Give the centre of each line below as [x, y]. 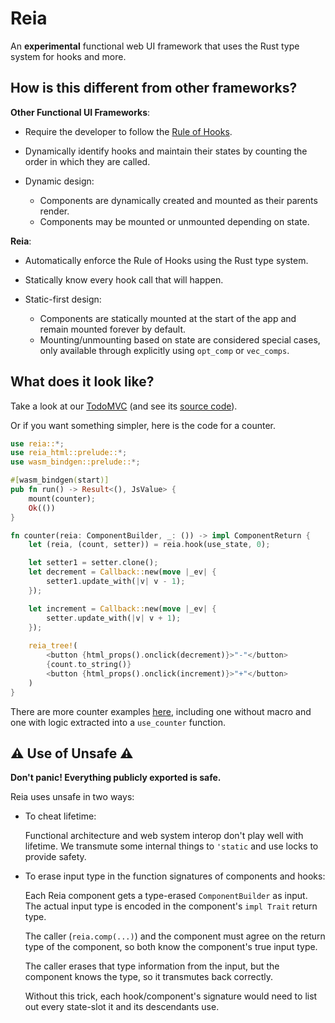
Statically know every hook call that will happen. [124, 279]
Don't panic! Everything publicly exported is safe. [116, 778]
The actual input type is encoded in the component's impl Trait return [171, 906]
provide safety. [55, 857]
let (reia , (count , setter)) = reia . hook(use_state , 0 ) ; [149, 545]
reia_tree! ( [53, 646]
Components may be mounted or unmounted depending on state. [174, 221]
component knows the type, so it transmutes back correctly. [148, 977]
